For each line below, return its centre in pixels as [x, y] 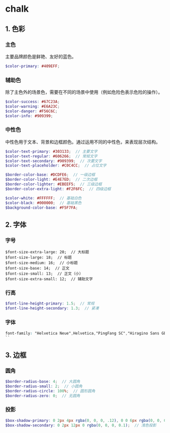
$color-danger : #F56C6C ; [31, 111]
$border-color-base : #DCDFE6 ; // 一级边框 [50, 175]
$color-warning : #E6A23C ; [32, 106]
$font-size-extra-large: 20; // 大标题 [47, 252]
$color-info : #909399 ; [29, 116]
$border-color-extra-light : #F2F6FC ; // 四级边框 [58, 189]
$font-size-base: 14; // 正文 [37, 269]
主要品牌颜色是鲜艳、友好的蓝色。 [41, 56]
